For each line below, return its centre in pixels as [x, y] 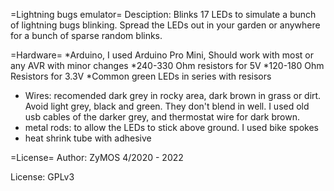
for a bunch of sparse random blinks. [86, 35]
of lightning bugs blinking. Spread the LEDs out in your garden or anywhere [165, 25]
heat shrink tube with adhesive [88, 138]
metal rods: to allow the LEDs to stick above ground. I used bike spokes [171, 127]
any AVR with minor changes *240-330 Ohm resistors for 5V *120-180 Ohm [167, 65]
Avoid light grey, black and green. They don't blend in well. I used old [167, 106]
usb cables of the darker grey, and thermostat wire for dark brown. [162, 117]
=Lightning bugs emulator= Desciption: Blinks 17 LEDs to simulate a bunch [163, 14]
